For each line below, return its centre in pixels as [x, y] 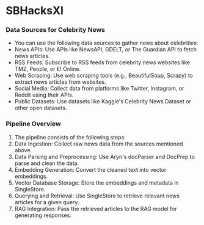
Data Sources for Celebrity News [55, 30]
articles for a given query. [47, 202]
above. [23, 150]
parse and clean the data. [47, 163]
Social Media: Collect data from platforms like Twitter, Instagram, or [99, 89]
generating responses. [43, 215]
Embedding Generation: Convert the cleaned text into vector [90, 169]
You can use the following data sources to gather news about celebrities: [106, 43]
